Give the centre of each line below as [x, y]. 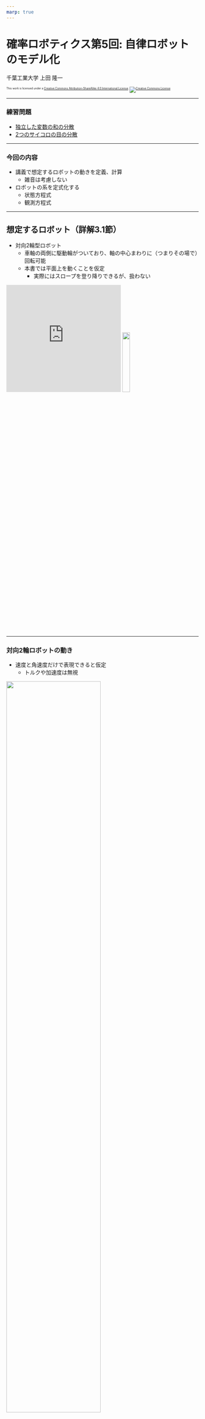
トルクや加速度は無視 [51, 672]
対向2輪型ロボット [38, 245]
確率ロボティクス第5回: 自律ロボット [98, 44]
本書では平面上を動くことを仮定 [64, 268]
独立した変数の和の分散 [45, 127]
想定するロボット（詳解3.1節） [64, 229]
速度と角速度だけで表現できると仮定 [61, 665]
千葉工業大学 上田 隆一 [34, 78]
